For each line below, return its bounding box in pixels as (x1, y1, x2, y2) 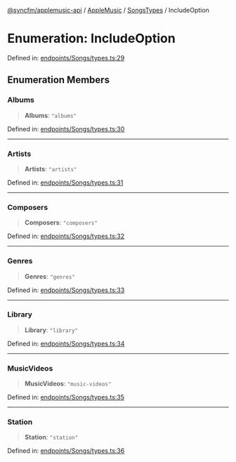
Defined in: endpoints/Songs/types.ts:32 (7, 232, 125, 241)
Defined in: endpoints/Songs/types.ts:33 (7, 286, 125, 294)
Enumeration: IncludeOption (7, 31, 176, 46)
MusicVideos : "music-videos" (24, 379, 112, 388)
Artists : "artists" (24, 164, 77, 173)
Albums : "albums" (24, 111, 77, 119)
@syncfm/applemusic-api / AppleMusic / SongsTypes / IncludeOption (7, 6, 209, 14)
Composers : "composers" (24, 218, 98, 227)
